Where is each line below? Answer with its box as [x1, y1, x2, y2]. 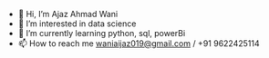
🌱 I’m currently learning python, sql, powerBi [17, 28, 186, 38]
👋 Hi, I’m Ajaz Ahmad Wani [17, 9, 119, 19]
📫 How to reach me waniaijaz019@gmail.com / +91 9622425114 [17, 38, 260, 49]
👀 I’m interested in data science [17, 18, 137, 29]
